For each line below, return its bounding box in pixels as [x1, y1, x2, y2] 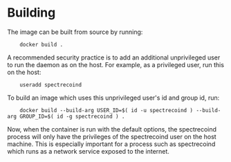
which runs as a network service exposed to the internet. [7, 147, 169, 155]
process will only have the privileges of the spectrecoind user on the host [7, 132, 216, 141]
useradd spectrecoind [19, 81, 82, 88]
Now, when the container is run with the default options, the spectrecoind [7, 125, 216, 133]
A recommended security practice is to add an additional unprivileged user [7, 53, 221, 62]
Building [7, 5, 56, 21]
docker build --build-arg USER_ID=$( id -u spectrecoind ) [19, 107, 194, 114]
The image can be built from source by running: [7, 28, 143, 36]
